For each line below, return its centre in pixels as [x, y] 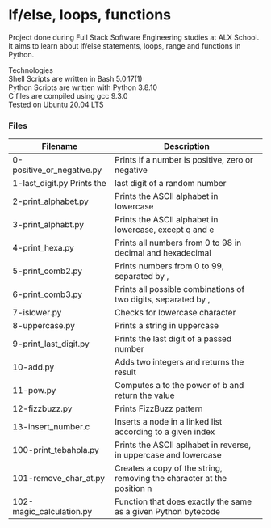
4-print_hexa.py [44, 248]
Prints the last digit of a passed [173, 339]
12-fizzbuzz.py [42, 408]
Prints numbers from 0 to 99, [169, 266]
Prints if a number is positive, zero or [184, 160]
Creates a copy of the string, [169, 468]
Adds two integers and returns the [179, 362]
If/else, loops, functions [90, 15]
